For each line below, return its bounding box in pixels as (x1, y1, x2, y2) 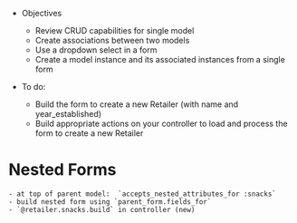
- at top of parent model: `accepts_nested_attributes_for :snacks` (8, 189, 277, 199)
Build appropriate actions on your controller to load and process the (34, 118, 288, 129)
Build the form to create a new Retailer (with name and (34, 99, 239, 110)
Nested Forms (8, 160, 117, 180)
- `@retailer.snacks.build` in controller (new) (8, 205, 196, 214)
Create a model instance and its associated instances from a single (34, 54, 286, 64)
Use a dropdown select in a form (34, 44, 158, 55)
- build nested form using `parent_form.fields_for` (8, 197, 212, 207)
